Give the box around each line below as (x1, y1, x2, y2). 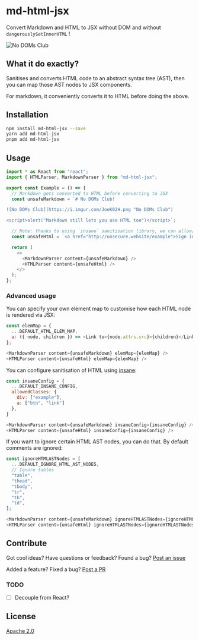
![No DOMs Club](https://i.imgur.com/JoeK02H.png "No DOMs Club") (6, 207, 174, 213)
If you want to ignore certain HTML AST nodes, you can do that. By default (6, 438, 188, 445)
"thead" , (11, 478, 33, 484)
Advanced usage (6, 291, 56, 299)
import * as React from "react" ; (6, 169, 89, 175)
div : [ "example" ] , (17, 395, 62, 401)
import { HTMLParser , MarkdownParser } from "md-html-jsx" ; (6, 174, 158, 180)
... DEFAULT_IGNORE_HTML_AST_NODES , (11, 462, 99, 468)
